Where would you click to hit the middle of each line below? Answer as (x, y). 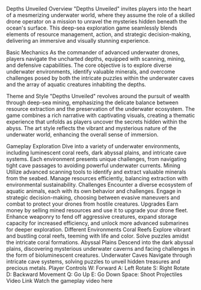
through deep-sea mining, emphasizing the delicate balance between (92, 102)
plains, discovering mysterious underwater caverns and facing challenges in (101, 249)
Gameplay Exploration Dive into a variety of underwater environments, (93, 146)
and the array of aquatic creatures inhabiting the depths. (76, 84)
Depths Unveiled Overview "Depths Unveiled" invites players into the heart (99, 9)
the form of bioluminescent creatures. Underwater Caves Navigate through (99, 255)
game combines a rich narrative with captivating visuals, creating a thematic (101, 115)
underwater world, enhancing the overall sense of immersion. (82, 134)
